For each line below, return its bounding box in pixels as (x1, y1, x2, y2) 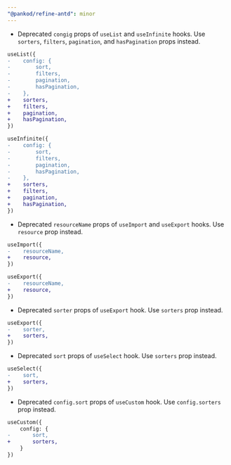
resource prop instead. (17, 227, 83, 236)
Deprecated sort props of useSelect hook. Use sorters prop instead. (17, 352, 217, 360)
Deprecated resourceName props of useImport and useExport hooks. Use (17, 219, 225, 229)
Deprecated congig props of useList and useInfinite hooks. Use (17, 30, 206, 38)
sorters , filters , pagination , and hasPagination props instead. (17, 37, 201, 46)
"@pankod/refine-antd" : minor (7, 10, 96, 18)
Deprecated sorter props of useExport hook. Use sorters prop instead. (17, 305, 223, 314)
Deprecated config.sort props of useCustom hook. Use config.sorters (17, 397, 221, 406)
